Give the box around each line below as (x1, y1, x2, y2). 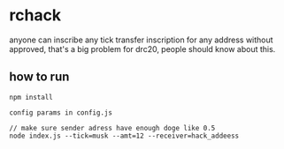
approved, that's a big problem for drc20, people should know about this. (9, 43, 276, 54)
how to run (9, 70, 70, 85)
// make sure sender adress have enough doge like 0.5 (9, 123, 216, 132)
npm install (9, 93, 53, 101)
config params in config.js (9, 108, 113, 117)
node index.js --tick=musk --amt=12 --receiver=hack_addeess (9, 131, 240, 140)
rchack (9, 5, 62, 26)
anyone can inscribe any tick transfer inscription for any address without (9, 34, 273, 45)
